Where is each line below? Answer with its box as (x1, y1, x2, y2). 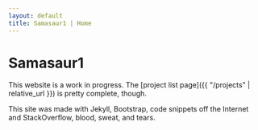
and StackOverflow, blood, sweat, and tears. (8, 113, 156, 123)
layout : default (8, 11, 63, 20)
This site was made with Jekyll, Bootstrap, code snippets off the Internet (8, 104, 249, 114)
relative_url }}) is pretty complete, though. (8, 89, 148, 99)
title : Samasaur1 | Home (8, 19, 92, 27)
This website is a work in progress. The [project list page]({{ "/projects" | (8, 80, 251, 90)
